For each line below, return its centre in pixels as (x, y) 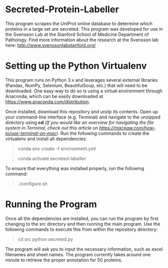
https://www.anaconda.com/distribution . (48, 102)
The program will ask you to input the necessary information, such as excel (84, 249)
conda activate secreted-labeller (52, 158)
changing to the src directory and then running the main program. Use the (83, 224)
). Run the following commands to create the (103, 133)
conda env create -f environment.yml (57, 149)
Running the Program (51, 204)
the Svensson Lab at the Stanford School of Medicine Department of (77, 34)
